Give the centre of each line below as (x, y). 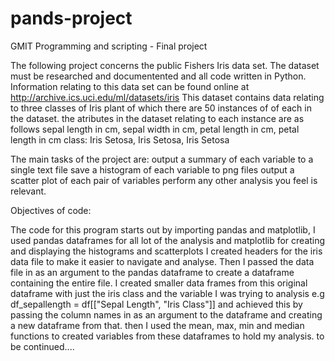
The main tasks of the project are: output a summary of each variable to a (162, 159)
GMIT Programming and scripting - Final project (109, 46)
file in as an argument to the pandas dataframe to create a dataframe (152, 272)
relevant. (28, 191)
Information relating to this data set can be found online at (130, 86)
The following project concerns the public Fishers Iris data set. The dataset (165, 65)
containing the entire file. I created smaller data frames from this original (159, 283)
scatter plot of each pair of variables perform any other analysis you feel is (164, 180)
